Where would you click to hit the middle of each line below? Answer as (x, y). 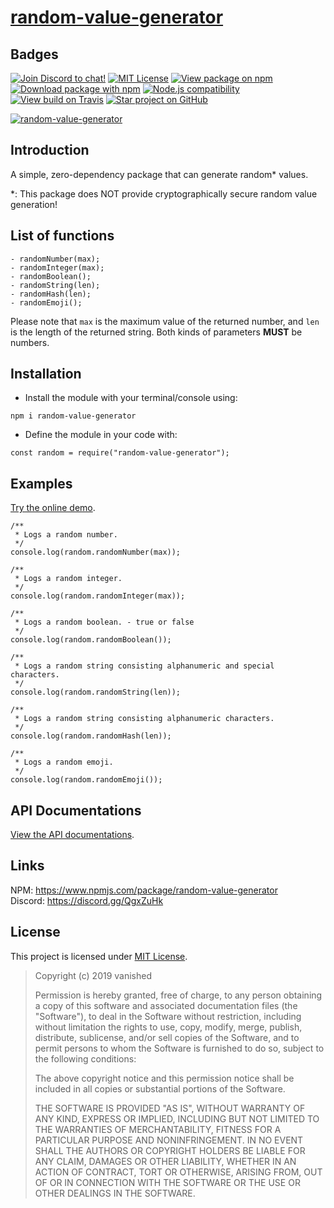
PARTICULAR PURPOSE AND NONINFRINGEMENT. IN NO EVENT (169, 1140)
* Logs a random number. (66, 535)
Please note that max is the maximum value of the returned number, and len (165, 321)
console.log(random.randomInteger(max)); (98, 596)
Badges (34, 54)
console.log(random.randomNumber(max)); (96, 552)
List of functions (62, 236)
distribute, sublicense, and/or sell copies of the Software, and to (167, 1037)
